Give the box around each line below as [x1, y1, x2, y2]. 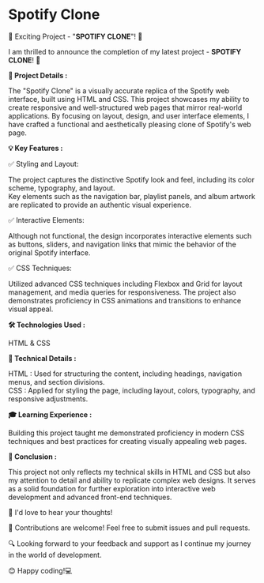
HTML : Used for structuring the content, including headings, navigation [8, 369, 243, 378]
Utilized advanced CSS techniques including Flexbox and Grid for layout [8, 279, 243, 288]
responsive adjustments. [8, 393, 89, 404]
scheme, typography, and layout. [8, 183, 116, 193]
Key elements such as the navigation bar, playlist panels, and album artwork [8, 191, 255, 201]
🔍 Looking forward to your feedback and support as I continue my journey [8, 539, 251, 548]
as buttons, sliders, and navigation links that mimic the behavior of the [8, 239, 237, 249]
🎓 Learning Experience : [8, 409, 92, 419]
